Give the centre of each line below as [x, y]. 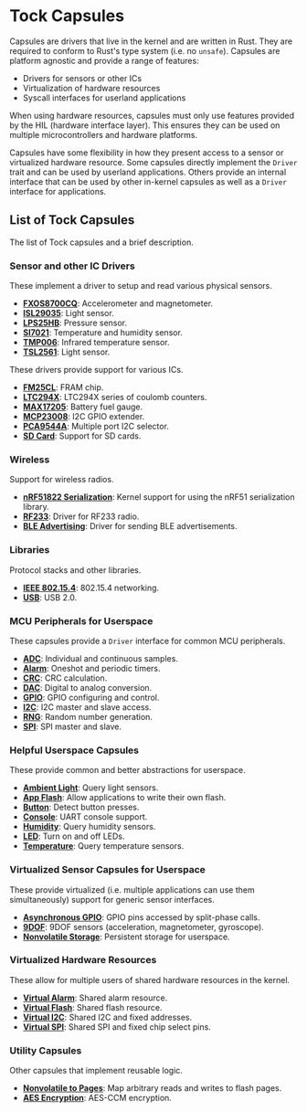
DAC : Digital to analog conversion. [87, 687]
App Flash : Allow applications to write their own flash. [124, 798]
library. [36, 507]
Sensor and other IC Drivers [72, 266]
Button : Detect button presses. [81, 807]
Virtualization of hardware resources [91, 88]
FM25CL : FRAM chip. [63, 387]
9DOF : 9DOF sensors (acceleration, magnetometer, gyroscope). [143, 927]
